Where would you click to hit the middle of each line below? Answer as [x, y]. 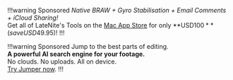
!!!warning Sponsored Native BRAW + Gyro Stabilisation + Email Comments [117, 10]
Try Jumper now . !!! [35, 69]
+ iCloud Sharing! [33, 18]
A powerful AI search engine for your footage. [76, 54]
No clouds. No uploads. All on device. [62, 62]
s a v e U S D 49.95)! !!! [37, 33]
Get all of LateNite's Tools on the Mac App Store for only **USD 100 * [108, 25]
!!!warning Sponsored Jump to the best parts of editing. [88, 46]
